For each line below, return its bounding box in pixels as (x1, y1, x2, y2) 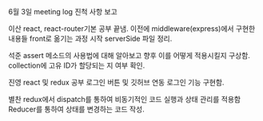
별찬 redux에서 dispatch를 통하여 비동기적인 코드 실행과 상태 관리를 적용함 (8, 95, 241, 103)
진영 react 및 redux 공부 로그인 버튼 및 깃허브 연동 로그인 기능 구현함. (8, 78, 225, 87)
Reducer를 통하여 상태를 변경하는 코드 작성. (8, 104, 145, 114)
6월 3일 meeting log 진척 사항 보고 (8, 7, 118, 16)
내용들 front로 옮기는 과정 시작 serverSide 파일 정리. (8, 34, 173, 43)
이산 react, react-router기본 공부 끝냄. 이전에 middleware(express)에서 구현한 (8, 24, 256, 33)
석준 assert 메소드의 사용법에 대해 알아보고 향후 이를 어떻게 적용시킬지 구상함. (8, 51, 250, 60)
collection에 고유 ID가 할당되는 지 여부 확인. (8, 60, 145, 70)
